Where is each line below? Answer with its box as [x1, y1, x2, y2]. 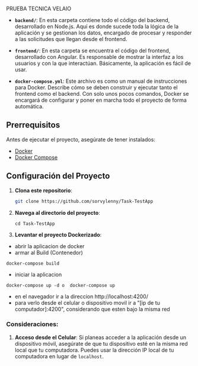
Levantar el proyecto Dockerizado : [14, 231, 102, 238]
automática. [14, 103, 44, 110]
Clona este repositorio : [14, 187, 73, 194]
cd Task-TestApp [14, 220, 55, 227]
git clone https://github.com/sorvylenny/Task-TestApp [14, 198, 154, 204]
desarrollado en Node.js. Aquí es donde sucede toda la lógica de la [14, 23, 179, 30]
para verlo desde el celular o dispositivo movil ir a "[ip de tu [14, 299, 160, 306]
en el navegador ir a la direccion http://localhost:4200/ [14, 293, 148, 300]
